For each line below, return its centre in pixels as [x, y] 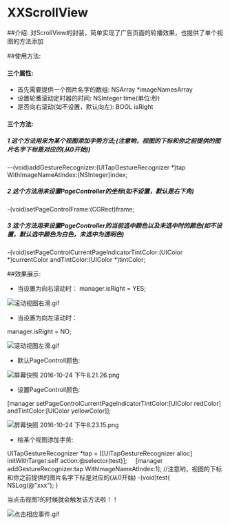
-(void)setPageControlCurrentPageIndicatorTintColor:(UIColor [95, 252]
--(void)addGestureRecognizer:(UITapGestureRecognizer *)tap [96, 167]
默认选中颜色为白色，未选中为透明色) [72, 234]
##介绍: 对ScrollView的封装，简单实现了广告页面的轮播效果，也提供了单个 [112, 32]
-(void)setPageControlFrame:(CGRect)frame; [71, 209]
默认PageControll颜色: [49, 360]
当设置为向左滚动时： [47, 318]
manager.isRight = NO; [39, 331]
